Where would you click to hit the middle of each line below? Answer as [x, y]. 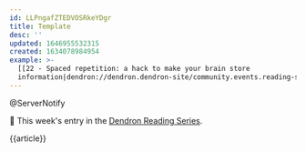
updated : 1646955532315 [55, 43]
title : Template [40, 26]
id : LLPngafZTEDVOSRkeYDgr [61, 18]
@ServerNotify [37, 103]
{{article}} [28, 138]
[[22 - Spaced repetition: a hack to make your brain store [134, 69]
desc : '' [26, 35]
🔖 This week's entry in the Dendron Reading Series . [106, 120]
